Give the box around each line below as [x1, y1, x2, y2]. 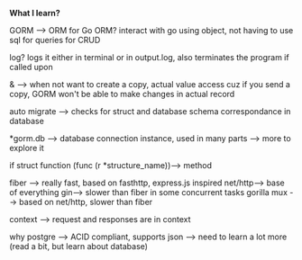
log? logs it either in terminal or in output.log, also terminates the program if [9, 52, 290, 62]
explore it [9, 143, 44, 153]
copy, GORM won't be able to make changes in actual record [9, 89, 235, 99]
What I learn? [9, 8, 60, 18]
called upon [9, 62, 53, 72]
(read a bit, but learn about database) [9, 241, 149, 251]
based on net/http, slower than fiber [19, 197, 153, 207]
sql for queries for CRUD [9, 35, 101, 45]
